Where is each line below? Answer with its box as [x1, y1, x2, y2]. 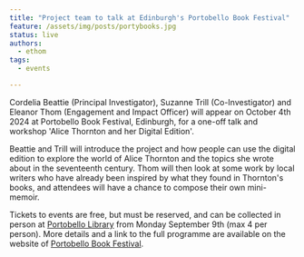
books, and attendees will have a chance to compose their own [9, 182, 246, 193]
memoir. [9, 192, 40, 203]
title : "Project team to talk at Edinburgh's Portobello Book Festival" [9, 13, 290, 23]
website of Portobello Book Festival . [9, 238, 144, 249]
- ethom [17, 47, 47, 56]
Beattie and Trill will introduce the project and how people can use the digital [9, 143, 297, 154]
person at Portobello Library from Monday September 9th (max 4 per [9, 219, 268, 230]
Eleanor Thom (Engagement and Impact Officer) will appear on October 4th [9, 106, 292, 117]
